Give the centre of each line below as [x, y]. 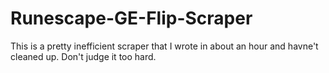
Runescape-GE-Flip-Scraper [131, 18]
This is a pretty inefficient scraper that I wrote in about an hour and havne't [164, 46]
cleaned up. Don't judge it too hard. [83, 56]
